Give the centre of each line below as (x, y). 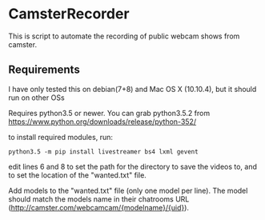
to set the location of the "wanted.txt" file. (77, 175)
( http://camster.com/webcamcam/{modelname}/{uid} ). (99, 207)
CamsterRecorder (69, 14)
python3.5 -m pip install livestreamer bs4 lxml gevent (103, 152)
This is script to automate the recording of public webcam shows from (124, 36)
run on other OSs (37, 98)
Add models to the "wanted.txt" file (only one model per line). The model (128, 190)
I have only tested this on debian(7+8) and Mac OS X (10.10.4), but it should (132, 89)
